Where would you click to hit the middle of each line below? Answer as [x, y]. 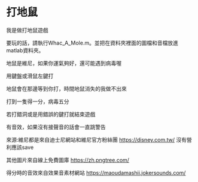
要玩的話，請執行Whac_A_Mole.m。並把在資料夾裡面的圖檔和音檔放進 [92, 43]
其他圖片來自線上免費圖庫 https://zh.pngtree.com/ [68, 160]
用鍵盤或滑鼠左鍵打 [30, 76]
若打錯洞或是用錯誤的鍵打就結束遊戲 [51, 114]
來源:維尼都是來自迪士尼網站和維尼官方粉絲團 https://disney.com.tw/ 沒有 [97, 139]
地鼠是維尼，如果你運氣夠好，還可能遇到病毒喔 [64, 63]
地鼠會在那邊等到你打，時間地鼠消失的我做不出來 [66, 88]
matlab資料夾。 [25, 50]
